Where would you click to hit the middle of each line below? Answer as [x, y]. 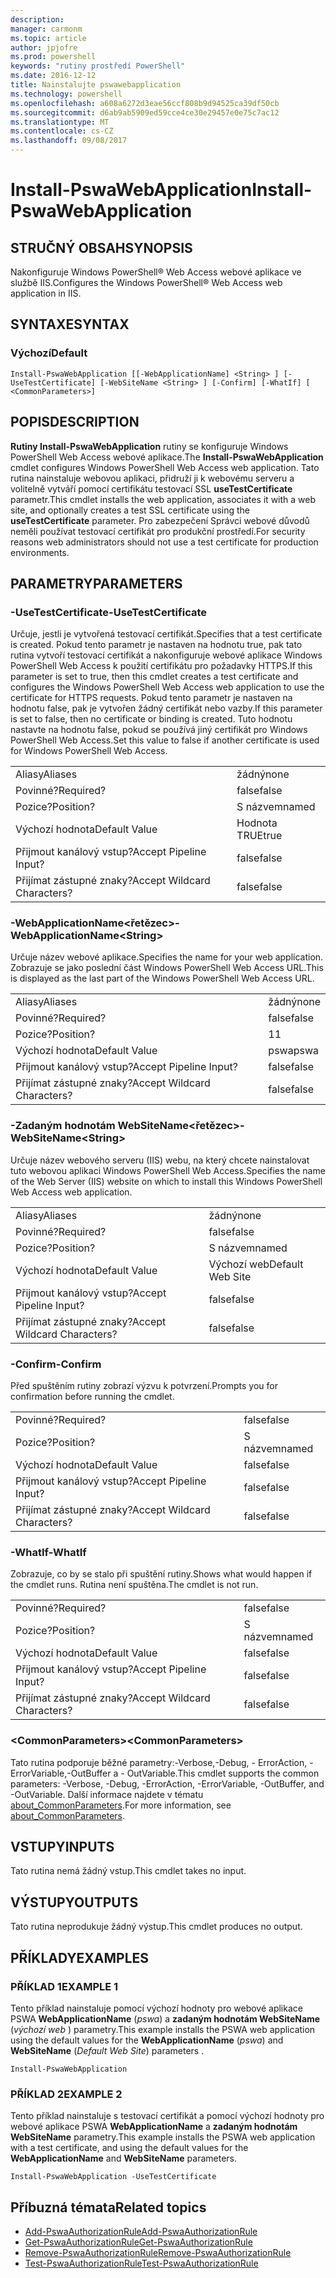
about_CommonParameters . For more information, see [121, 1805]
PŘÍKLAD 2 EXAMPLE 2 [66, 2094]
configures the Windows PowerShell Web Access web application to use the [167, 687]
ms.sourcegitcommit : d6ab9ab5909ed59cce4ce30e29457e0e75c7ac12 [145, 112]
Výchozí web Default [256, 1264]
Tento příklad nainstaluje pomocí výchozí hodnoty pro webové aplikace [156, 2008]
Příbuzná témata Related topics [108, 2207]
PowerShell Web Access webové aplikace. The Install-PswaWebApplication [167, 457]
